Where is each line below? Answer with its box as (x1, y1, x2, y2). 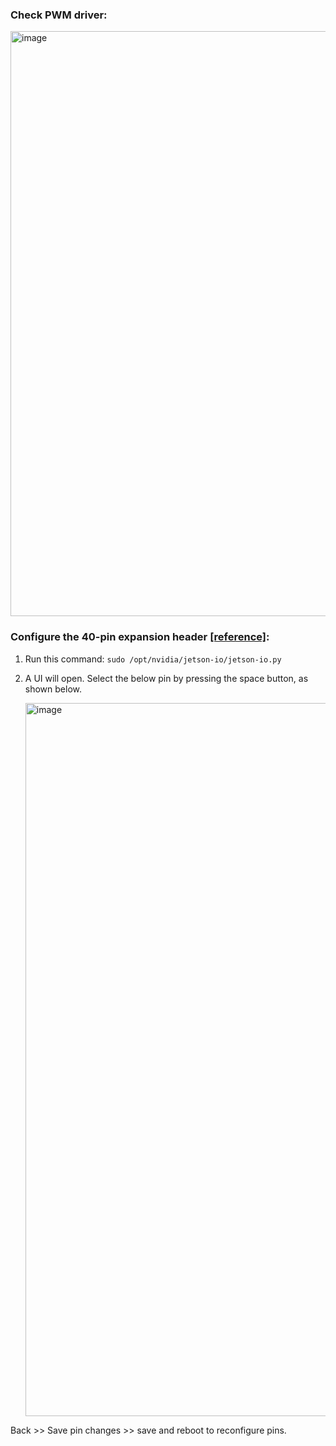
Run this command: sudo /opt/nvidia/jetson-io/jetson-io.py (24, 653, 282, 665)
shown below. (24, 683, 82, 695)
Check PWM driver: (10, 8, 108, 22)
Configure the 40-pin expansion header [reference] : (10, 630, 270, 644)
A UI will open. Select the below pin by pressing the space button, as (24, 672, 309, 684)
